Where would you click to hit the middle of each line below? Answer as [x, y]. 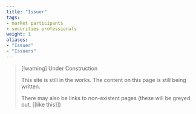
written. [31, 86]
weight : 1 [19, 34]
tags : [13, 17]
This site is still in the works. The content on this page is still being [103, 80]
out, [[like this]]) [41, 104]
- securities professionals [42, 29]
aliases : [17, 40]
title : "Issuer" [27, 12]
